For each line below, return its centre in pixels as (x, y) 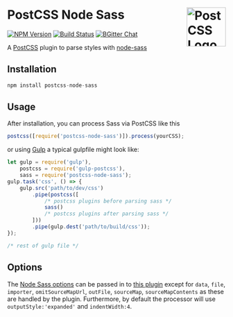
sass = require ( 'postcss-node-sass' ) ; (76, 175)
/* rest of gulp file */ (43, 246)
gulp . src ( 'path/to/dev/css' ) (62, 188)
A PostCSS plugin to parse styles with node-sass (77, 47)
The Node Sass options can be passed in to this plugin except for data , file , (116, 284)
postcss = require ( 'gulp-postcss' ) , (73, 169)
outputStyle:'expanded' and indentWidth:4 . (70, 306)
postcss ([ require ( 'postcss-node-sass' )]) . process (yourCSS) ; (96, 136)
